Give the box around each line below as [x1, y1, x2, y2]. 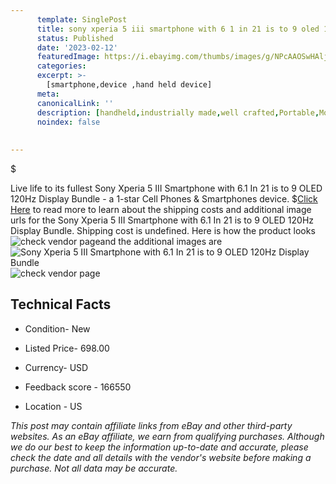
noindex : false [36, 117, 101, 127]
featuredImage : [36, 52, 101, 62]
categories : [36, 61, 87, 71]
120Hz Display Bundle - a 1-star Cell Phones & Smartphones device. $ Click [10, 193, 318, 205]
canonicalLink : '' [36, 98, 114, 108]
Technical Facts [10, 296, 112, 313]
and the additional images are [99, 236, 223, 247]
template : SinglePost [36, 14, 128, 25]
